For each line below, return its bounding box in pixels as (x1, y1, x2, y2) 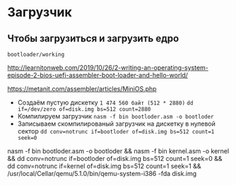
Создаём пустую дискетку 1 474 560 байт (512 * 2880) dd (17, 98, 194, 107)
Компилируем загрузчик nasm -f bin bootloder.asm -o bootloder (17, 112, 214, 120)
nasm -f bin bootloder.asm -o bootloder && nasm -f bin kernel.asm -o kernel (7, 147, 230, 155)
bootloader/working (7, 51, 65, 58)
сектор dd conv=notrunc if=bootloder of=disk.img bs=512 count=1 (17, 127, 215, 135)
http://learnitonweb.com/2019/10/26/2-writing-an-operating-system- (7, 64, 208, 71)
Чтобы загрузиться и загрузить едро (7, 32, 179, 44)
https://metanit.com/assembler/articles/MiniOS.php (7, 85, 157, 92)
